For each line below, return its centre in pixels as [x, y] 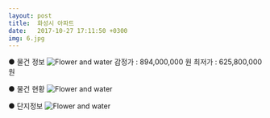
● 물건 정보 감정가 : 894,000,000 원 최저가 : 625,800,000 [135, 62]
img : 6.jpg [27, 38]
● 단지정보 [26, 106]
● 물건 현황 [27, 89]
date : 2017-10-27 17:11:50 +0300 [68, 31]
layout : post [30, 16]
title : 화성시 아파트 [42, 23]
